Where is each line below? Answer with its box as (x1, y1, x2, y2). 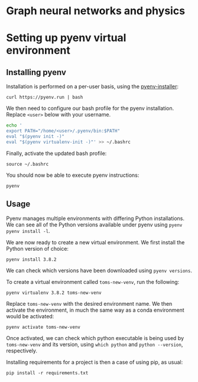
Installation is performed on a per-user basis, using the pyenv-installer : (6, 83, 179, 90)
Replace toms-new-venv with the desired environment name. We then (6, 300, 173, 307)
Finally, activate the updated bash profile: (6, 150, 107, 157)
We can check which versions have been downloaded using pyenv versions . (6, 267, 192, 274)
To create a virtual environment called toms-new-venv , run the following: (6, 278, 180, 285)
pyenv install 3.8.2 (6, 256, 57, 263)
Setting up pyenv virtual (6, 31, 126, 45)
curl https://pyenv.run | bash (6, 95, 83, 101)
